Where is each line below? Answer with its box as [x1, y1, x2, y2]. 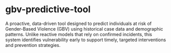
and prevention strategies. [5, 42, 61, 48]
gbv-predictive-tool [5, 4, 91, 15]
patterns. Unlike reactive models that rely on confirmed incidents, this [5, 31, 153, 37]
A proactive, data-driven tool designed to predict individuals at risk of [5, 20, 152, 26]
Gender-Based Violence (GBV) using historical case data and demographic [5, 25, 163, 32]
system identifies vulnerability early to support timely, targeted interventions [5, 37, 166, 43]
